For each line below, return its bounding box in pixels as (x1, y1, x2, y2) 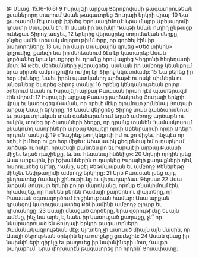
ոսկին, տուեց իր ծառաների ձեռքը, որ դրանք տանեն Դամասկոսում (6, 119, 192, 125)
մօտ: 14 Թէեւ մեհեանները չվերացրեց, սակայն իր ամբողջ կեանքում (6, 62, 192, 69)
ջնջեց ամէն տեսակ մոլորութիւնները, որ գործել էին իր (6, 37, 155, 43)
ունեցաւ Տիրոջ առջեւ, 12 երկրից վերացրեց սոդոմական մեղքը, (6, 30, 179, 37)
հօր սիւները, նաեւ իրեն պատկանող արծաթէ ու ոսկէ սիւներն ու (6, 74, 182, 81)
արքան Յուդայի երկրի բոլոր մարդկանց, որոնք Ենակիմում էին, (6, 182, 180, 189)
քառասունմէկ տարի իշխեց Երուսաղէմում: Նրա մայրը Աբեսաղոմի (6, 18, 189, 24)
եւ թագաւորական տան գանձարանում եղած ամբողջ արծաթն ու (6, 112, 185, 119)
